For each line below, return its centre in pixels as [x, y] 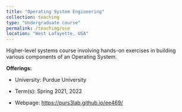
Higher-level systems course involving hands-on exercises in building [91, 50]
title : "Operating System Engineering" [55, 12]
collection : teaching [33, 17]
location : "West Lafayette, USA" [47, 34]
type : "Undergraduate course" [44, 23]
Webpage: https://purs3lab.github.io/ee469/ [69, 103]
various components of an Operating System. [62, 57]
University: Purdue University [51, 80]
